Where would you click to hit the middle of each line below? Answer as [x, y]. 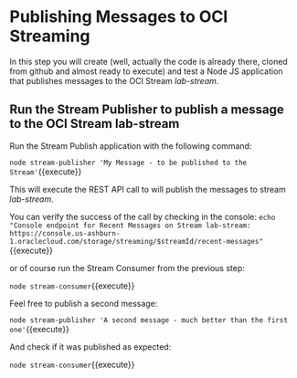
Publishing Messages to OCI [119, 17]
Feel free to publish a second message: [84, 303]
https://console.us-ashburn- [65, 233]
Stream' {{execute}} [46, 172]
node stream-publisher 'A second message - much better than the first [148, 320]
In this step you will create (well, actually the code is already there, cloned [148, 61]
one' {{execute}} [40, 329]
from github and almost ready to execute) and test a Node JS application [146, 71]
